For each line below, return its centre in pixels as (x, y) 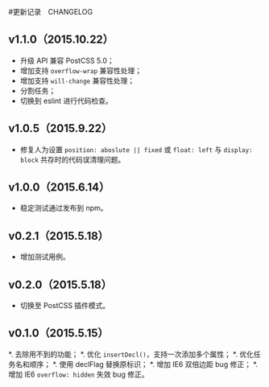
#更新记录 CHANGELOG (51, 12)
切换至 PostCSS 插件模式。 (65, 306)
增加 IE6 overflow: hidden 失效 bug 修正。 (79, 374)
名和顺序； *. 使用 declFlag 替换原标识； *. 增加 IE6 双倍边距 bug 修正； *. (137, 364)
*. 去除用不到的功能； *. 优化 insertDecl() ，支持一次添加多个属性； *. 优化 (131, 354)
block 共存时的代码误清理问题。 (72, 159)
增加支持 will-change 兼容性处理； (77, 80)
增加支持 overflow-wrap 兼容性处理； (81, 70)
